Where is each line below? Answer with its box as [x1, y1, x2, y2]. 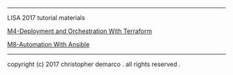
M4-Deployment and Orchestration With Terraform [7, 27, 153, 35]
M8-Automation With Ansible [7, 41, 90, 48]
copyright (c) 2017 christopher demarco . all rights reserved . [7, 60, 181, 68]
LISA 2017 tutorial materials [7, 14, 85, 21]
